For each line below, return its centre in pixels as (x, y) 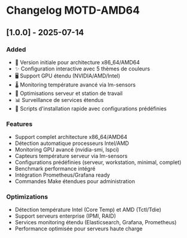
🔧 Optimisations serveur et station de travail (69, 93)
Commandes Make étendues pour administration (75, 181)
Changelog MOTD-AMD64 (73, 10)
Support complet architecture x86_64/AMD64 (71, 137)
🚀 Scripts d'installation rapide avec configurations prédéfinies (91, 109)
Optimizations (27, 197)
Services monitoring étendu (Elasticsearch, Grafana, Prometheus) (96, 222)
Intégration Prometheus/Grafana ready (62, 175)
